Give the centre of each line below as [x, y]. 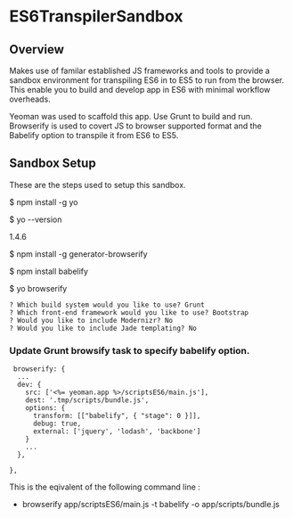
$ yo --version [36, 219]
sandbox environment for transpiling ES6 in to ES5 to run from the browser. [147, 80]
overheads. [30, 99]
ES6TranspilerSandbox [97, 16]
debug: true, [57, 424]
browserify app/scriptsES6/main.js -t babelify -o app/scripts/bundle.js [151, 505]
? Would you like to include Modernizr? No [91, 320]
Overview [37, 49]
